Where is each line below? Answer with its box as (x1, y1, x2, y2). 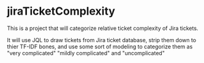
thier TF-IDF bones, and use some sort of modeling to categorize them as (7, 43, 193, 50)
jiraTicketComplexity (7, 4, 116, 18)
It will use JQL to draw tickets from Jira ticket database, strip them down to (7, 36, 197, 43)
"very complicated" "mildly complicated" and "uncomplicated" (7, 49, 165, 56)
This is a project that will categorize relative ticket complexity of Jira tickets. (7, 24, 198, 32)
